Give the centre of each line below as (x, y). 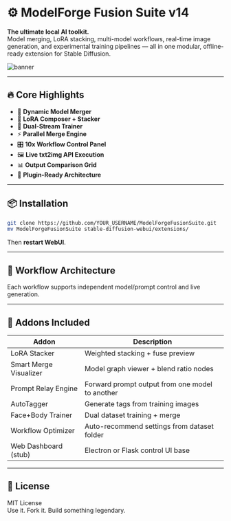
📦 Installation (38, 204)
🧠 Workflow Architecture (61, 270)
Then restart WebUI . (37, 243)
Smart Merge (32, 364)
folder (95, 434)
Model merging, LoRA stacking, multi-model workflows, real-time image (109, 38)
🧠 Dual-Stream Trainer (50, 126)
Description (153, 342)
